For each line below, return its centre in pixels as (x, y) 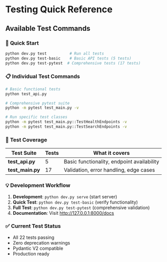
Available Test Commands (48, 28)
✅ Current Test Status (33, 226)
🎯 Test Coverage (26, 139)
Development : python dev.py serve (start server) (65, 196)
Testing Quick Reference (59, 9)
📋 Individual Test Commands (43, 76)
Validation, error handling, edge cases (109, 170)
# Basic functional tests (33, 89)
